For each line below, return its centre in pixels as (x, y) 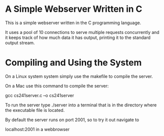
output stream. (20, 42)
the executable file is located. (35, 110)
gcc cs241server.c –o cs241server (40, 95)
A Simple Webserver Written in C (74, 9)
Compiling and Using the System (73, 63)
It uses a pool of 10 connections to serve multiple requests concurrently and (82, 32)
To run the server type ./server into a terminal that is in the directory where (81, 105)
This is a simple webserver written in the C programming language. (73, 23)
